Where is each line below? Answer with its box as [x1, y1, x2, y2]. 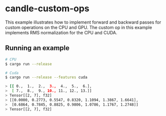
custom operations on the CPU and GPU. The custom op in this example [5, 24, 152, 30]
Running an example [5, 44, 70, 52]
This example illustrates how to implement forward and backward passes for [5, 19, 162, 25]
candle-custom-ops [5, 3, 90, 14]
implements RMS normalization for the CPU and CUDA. [5, 29, 117, 35]
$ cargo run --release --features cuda [5, 75, 88, 80]
